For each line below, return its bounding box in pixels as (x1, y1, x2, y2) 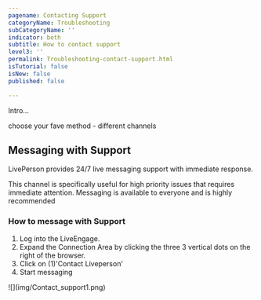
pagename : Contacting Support (8, 11, 107, 20)
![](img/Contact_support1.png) (8, 282, 106, 291)
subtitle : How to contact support (8, 41, 121, 49)
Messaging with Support (8, 143, 132, 157)
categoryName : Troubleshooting (8, 19, 111, 27)
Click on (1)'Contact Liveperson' (19, 258, 124, 268)
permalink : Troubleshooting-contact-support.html (8, 56, 174, 64)
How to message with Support (8, 216, 125, 227)
